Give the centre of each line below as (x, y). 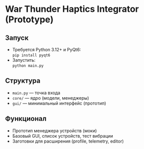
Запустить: (24, 60)
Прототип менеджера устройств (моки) (55, 130)
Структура (23, 81)
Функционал (26, 119)
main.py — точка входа (36, 93)
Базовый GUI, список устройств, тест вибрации (63, 136)
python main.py (28, 66)
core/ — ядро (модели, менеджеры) (50, 98)
